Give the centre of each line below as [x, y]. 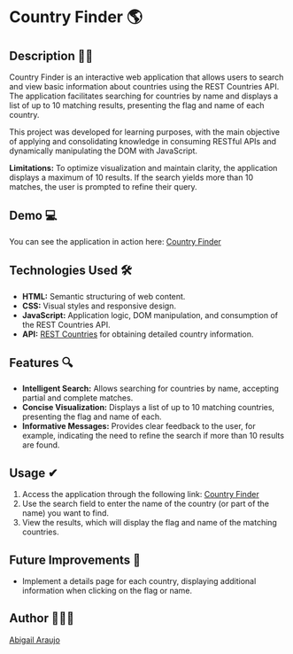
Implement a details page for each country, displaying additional [139, 581]
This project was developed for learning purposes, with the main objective [145, 132]
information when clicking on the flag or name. [107, 591]
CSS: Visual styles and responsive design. [99, 306]
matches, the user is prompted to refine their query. [103, 187]
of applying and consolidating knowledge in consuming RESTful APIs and [143, 141]
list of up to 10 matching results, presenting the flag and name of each [137, 105]
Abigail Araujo [35, 640]
